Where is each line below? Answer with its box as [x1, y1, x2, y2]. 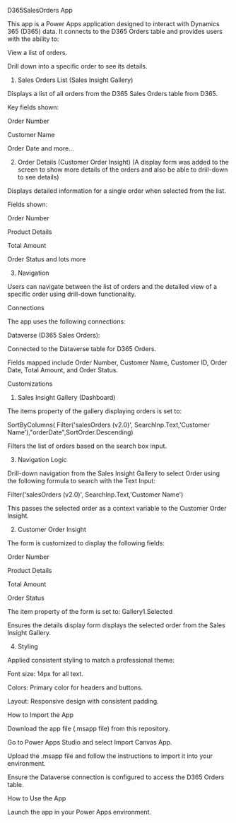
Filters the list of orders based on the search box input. [7, 442, 167, 450]
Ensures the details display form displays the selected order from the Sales [7, 621, 226, 629]
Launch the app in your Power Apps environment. [7, 808, 152, 816]
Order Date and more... [7, 144, 74, 153]
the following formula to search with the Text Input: [7, 477, 155, 485]
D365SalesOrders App [7, 6, 73, 14]
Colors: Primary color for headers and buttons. [7, 683, 143, 692]
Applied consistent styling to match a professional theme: [7, 656, 175, 664]
